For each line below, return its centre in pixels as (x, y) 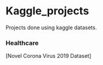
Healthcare (22, 43)
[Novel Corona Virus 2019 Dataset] (49, 56)
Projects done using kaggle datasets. (51, 27)
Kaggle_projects (47, 11)
